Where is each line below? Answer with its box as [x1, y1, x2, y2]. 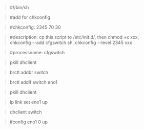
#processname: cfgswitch [9, 50, 65, 55]
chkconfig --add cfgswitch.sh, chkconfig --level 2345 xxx [9, 39, 133, 46]
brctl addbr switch [9, 69, 49, 75]
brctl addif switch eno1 [9, 79, 57, 85]
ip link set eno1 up [9, 99, 48, 105]
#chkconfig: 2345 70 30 [9, 24, 61, 30]
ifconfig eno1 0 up [9, 119, 48, 125]
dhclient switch [9, 109, 42, 115]
